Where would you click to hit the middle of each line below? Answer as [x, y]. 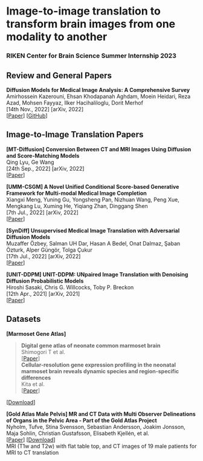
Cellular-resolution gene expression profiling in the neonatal [98, 365]
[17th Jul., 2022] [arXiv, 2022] [43, 256]
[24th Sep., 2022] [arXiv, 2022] [45, 168]
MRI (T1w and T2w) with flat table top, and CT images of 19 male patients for [101, 446]
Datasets [24, 319]
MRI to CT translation [33, 453]
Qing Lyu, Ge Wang [30, 162]
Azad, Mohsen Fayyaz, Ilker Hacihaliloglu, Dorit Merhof [75, 103]
